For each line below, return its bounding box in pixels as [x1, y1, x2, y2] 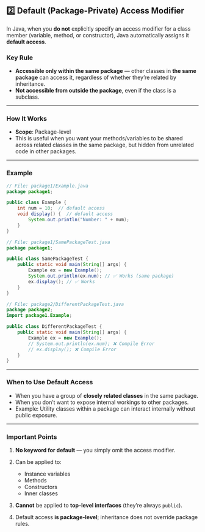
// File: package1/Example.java [6, 183, 88, 189]
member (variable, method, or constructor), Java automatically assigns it [6, 31, 189, 39]
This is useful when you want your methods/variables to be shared [15, 135, 183, 142]
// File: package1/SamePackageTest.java [6, 239, 111, 245]
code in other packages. [15, 148, 77, 155]
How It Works [6, 115, 48, 123]
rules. [15, 520, 30, 527]
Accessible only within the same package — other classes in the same [15, 67, 196, 75]
